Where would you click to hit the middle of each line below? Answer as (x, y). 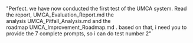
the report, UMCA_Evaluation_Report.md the (60, 15)
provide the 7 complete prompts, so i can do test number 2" (79, 34)
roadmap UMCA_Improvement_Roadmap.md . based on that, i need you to (97, 27)
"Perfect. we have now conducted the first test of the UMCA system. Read (97, 9)
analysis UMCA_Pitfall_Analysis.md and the (58, 21)
